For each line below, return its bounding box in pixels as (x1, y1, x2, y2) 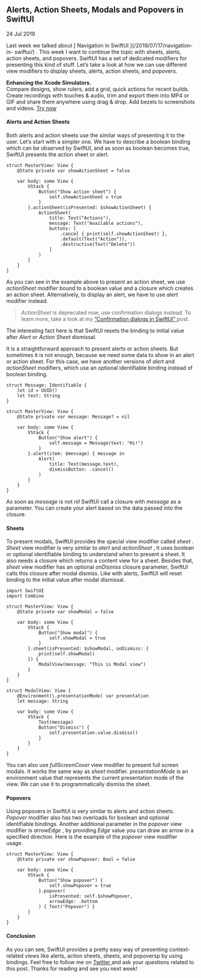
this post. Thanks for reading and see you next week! (6, 965, 138, 972)
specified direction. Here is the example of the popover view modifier (6, 833, 178, 840)
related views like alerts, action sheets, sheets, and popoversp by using (6, 952, 183, 959)
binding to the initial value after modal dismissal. (6, 576, 125, 584)
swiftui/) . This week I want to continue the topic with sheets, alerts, (14, 48, 182, 55)
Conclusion (6, 932, 36, 940)
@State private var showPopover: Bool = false (17, 857, 136, 863)
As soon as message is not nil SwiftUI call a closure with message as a (6, 498, 181, 506)
